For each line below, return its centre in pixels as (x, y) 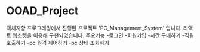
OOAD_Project (42, 11)
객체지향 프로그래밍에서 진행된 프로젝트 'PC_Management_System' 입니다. (94, 28)
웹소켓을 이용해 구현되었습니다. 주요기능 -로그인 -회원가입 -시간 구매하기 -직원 (103, 35)
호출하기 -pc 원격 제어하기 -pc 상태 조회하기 (58, 43)
